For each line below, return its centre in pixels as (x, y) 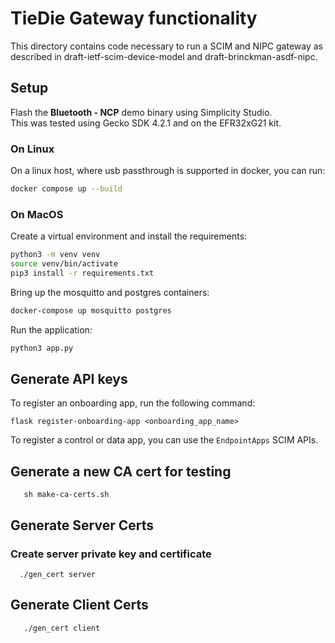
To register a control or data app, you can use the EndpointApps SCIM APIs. (164, 440)
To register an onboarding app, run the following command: (133, 403)
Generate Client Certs (79, 605)
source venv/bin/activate (64, 264)
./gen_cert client (62, 628)
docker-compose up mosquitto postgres (91, 310)
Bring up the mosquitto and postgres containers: (110, 292)
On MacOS (37, 214)
